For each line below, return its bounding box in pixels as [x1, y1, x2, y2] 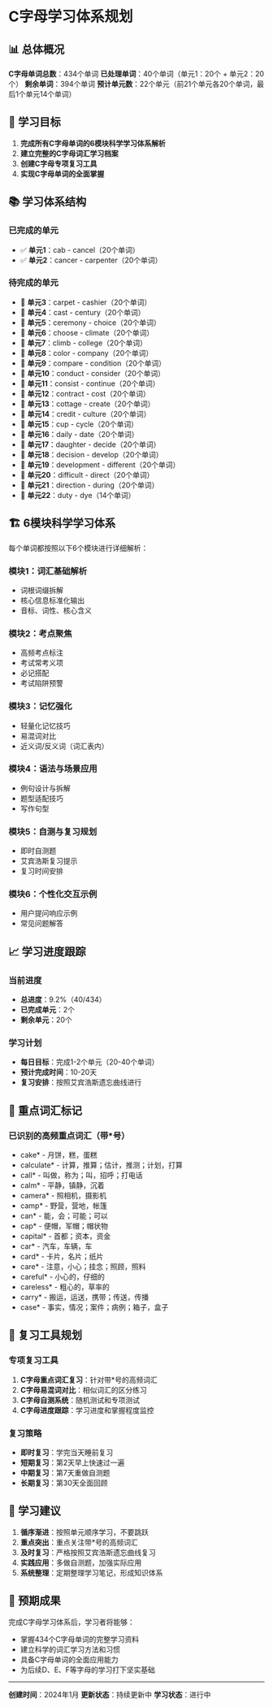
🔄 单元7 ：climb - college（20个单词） [19, 338, 148, 348]
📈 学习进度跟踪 [8, 944, 87, 959]
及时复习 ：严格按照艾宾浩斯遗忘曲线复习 [19, 1547, 156, 1557]
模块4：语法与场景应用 [8, 763, 97, 774]
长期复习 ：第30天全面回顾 [19, 1478, 108, 1488]
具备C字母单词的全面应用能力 [19, 1654, 119, 1664]
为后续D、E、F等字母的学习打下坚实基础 [19, 1665, 156, 1675]
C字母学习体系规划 [8, 7, 133, 26]
